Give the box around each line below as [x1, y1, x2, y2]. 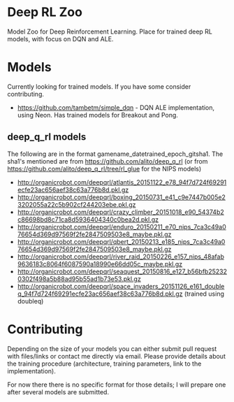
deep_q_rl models [7, 131, 87, 143]
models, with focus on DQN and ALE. [7, 34, 114, 43]
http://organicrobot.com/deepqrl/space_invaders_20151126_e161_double [17, 282, 225, 290]
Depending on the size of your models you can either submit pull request [7, 344, 217, 353]
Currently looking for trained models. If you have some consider [7, 82, 191, 91]
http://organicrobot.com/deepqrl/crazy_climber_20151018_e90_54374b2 [17, 208, 225, 216]
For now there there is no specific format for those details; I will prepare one [7, 380, 226, 389]
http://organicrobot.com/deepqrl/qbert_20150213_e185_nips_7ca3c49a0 [17, 237, 226, 245]
